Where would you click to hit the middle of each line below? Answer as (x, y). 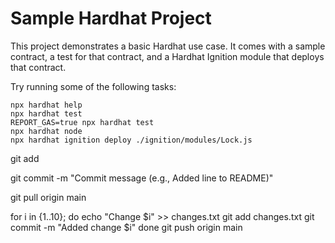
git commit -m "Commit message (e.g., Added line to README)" (142, 178)
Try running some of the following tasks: (93, 86)
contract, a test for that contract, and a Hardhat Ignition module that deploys (167, 56)
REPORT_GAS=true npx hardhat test (82, 122)
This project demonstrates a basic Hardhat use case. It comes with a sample (168, 46)
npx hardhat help (46, 105)
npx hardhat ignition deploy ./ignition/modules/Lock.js (131, 140)
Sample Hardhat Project (111, 18)
